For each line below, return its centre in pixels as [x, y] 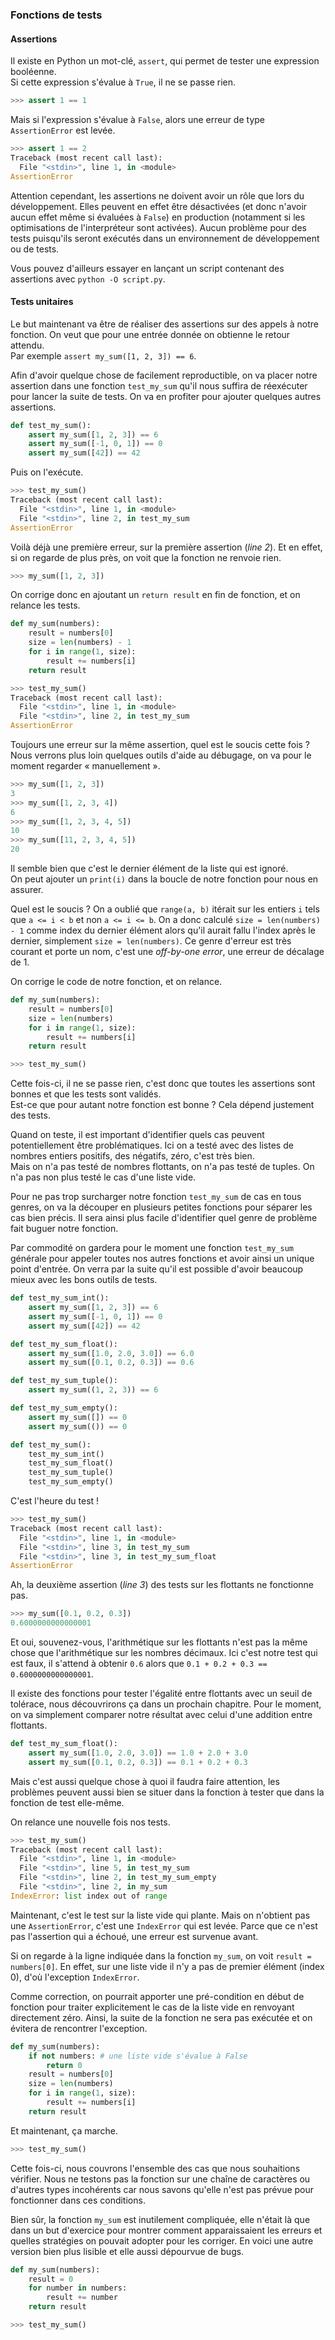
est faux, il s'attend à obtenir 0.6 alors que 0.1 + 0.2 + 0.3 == [139, 1664]
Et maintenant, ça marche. [64, 2130]
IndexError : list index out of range [89, 1896]
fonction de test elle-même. [67, 1802]
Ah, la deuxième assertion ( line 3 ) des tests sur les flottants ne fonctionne [162, 1585]
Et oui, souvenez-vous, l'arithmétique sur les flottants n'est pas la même [159, 1642]
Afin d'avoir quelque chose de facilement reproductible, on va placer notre [164, 375]
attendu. [27, 345]
